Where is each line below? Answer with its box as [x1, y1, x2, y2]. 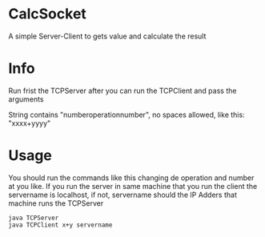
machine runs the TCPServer [8, 198, 104, 208]
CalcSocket [8, 5, 86, 23]
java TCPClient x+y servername [8, 221, 113, 229]
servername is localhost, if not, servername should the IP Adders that [8, 190, 238, 199]
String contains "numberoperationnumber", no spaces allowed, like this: [8, 110, 246, 119]
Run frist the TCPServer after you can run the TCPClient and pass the [8, 86, 237, 95]
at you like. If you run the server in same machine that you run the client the [8, 181, 258, 191]
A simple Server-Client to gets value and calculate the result [8, 31, 207, 41]
